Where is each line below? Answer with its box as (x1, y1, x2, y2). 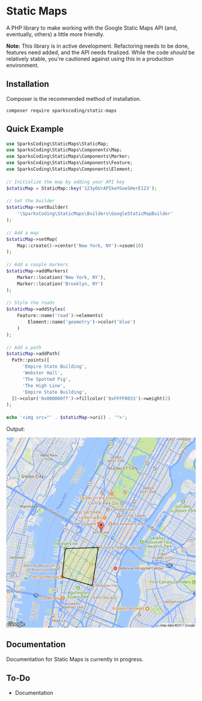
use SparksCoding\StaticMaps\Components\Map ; (6, 147, 122, 153)
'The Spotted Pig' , (22, 376, 71, 382)
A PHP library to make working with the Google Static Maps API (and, (6, 24, 177, 31)
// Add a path (6, 344, 42, 351)
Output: (6, 426, 25, 433)
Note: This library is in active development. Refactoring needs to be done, (6, 42, 189, 50)
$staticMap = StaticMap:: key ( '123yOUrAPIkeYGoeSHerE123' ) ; (6, 185, 158, 191)
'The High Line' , (22, 382, 66, 389)
